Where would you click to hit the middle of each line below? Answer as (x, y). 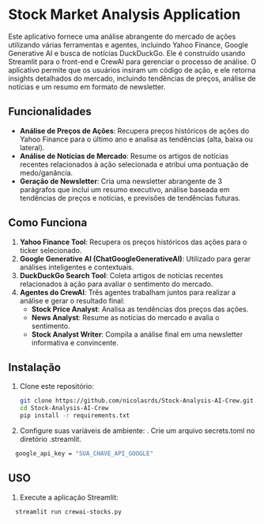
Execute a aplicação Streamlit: (69, 497)
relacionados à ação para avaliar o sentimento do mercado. (116, 284)
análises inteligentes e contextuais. (77, 267)
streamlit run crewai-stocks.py (69, 511)
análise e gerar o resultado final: (72, 300)
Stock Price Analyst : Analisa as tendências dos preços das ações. (140, 309)
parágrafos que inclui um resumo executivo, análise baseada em (124, 189)
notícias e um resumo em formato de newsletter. (87, 87)
